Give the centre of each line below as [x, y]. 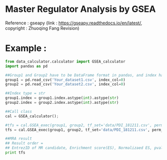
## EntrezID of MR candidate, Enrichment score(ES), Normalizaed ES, [79, 148]
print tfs [15, 153]
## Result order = [24, 143]
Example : [26, 48]
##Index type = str [25, 93]
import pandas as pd [27, 66]
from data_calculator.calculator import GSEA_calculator [65, 61]
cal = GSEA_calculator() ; [32, 116]
